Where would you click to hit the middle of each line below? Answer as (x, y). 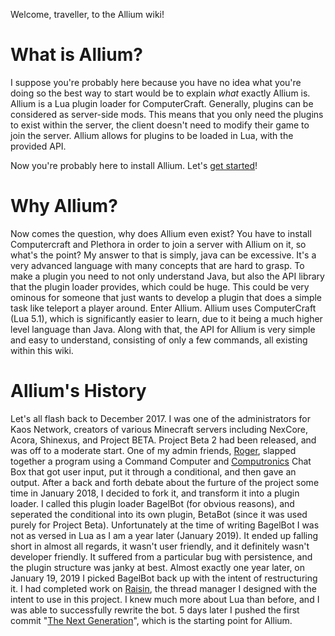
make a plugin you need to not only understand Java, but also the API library (167, 276)
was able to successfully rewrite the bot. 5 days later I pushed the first (155, 610)
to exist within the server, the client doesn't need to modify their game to (160, 125)
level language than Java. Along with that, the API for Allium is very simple (163, 329)
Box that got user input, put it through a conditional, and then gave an (153, 471)
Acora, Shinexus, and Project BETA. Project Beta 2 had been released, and (163, 440)
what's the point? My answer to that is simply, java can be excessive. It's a (163, 255)
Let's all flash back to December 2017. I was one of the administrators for (160, 418)
